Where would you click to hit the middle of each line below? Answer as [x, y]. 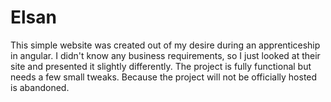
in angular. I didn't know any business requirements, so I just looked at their [165, 55]
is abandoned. [40, 87]
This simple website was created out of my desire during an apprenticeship [165, 45]
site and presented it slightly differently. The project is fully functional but [161, 66]
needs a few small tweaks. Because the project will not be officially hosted [164, 77]
